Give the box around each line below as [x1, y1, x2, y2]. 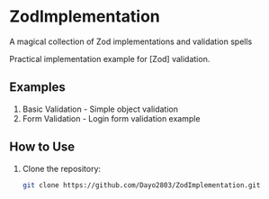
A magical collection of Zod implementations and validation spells [9, 36, 253, 47]
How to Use [9, 140, 76, 155]
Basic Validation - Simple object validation [22, 104, 178, 114]
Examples [9, 79, 66, 95]
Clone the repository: [22, 163, 102, 174]
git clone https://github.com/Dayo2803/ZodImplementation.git [22, 180, 261, 190]
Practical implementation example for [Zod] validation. [9, 53, 211, 64]
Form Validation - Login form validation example [22, 113, 201, 123]
